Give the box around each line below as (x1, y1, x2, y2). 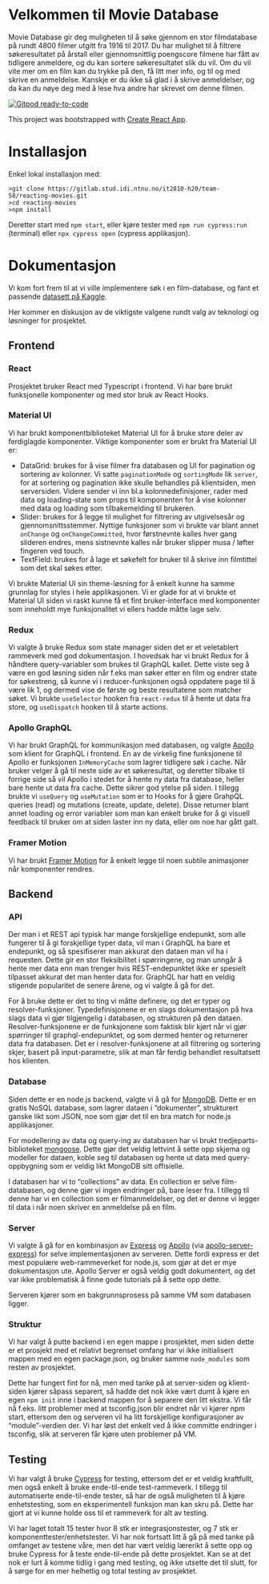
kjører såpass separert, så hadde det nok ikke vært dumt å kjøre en (27, 1387, 250, 1396)
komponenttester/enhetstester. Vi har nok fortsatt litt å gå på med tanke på (8, 1532, 255, 1542)
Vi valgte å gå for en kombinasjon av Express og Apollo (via (8, 1240, 204, 1250)
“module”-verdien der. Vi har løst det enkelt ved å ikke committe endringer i (8, 1421, 257, 1431)
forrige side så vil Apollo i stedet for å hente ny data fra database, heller (8, 775, 245, 784)
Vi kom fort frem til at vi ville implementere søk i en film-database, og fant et (8, 283, 259, 292)
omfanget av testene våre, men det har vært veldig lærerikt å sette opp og (8, 1541, 253, 1550)
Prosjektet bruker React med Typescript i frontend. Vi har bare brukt (8, 381, 233, 391)
